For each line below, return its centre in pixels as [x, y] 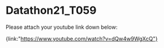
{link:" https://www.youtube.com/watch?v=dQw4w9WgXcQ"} [82, 38]
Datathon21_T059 [51, 10]
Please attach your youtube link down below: [62, 27]
